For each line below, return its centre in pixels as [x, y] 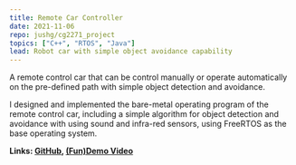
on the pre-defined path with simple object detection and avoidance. [137, 87]
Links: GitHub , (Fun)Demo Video [72, 151]
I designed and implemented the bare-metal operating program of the [139, 104]
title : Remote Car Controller [67, 18]
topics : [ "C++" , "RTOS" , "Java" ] [72, 43]
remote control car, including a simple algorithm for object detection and [144, 114]
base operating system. [53, 133]
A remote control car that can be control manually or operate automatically [148, 77]
